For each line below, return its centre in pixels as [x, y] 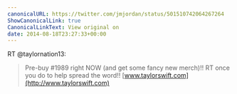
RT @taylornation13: [37, 54]
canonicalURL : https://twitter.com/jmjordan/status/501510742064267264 [116, 14]
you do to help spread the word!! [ [74, 75]
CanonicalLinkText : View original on [63, 27]
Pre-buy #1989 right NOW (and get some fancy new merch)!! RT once [127, 68]
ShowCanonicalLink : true [44, 21]
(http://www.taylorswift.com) [67, 83]
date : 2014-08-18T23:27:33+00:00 [57, 34]
